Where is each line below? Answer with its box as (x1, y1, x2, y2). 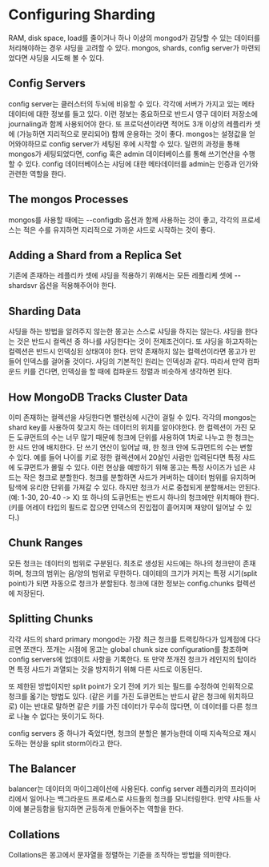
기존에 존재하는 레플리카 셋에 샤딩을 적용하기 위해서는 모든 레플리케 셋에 (8, 270, 233, 281)
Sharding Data (8, 304, 82, 318)
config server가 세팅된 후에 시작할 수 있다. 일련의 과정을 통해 (49, 138, 240, 149)
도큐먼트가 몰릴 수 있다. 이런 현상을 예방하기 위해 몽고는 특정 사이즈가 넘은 (16, 462, 247, 472)
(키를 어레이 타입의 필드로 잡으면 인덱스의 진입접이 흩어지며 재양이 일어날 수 (8, 502, 244, 512)
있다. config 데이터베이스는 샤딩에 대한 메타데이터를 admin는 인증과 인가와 (25, 158, 259, 169)
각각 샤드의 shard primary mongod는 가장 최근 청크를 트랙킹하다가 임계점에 (8, 634, 247, 644)
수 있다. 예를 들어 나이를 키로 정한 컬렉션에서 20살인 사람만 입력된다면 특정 (8, 453, 241, 461)
